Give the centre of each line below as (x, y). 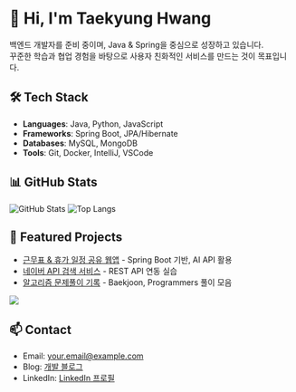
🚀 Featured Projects (66, 237)
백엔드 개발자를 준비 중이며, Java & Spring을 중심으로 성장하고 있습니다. (137, 44)
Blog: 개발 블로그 (53, 367)
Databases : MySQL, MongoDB (80, 143)
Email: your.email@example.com (83, 356)
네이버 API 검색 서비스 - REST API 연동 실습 (100, 272)
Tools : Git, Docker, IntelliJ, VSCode (88, 152)
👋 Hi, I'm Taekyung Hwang (110, 19)
